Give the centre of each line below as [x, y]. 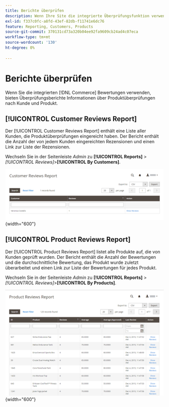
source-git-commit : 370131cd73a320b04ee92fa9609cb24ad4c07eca [72, 32]
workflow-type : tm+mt [28, 37]
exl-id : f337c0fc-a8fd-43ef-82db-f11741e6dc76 [55, 21]
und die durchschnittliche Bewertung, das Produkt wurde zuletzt [72, 262]
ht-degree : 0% [20, 48]
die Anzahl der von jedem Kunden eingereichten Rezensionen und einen [80, 142]
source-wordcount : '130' [31, 43]
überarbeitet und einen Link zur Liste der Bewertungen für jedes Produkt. [81, 268]
